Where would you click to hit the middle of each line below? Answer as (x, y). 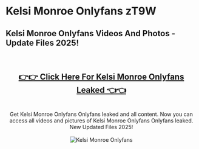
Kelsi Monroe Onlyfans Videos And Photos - (91, 33)
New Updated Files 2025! (101, 127)
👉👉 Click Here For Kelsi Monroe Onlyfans (101, 77)
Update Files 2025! (42, 43)
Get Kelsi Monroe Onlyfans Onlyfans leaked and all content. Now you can (101, 114)
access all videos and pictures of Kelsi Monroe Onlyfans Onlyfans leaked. (101, 120)
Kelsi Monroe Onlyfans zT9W (81, 11)
